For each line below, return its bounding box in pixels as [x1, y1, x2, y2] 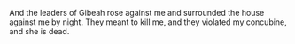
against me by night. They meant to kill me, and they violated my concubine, [9, 17, 288, 27]
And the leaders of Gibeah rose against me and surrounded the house [9, 8, 265, 18]
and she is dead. [9, 26, 70, 36]
